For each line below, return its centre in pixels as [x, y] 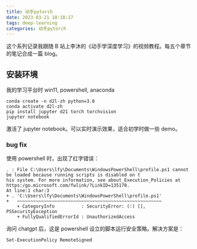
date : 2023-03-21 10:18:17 [40, 17]
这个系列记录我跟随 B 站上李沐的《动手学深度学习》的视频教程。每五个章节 [99, 46]
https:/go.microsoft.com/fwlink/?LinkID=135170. [68, 186]
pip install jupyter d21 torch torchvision [61, 112]
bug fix [17, 144]
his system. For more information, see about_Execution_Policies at [93, 180]
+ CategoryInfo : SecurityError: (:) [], [81, 207]
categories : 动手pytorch [36, 28]
